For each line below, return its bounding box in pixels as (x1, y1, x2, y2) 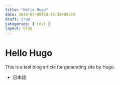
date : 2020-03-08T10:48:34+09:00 (5, 12, 75, 17)
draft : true (5, 16, 30, 21)
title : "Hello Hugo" (5, 7, 49, 12)
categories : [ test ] (5, 21, 51, 26)
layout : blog (5, 26, 33, 31)
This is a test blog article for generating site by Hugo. (5, 64, 115, 70)
